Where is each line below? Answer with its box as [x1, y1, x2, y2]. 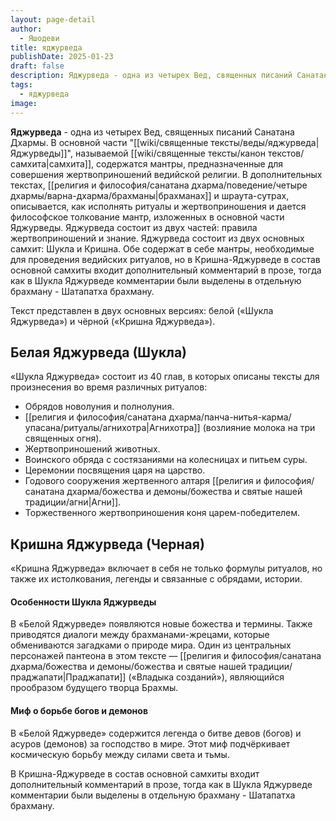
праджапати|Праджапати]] [10, 671, 127, 683]
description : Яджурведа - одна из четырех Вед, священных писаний [10, 71, 293, 81]
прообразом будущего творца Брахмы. [10, 682, 179, 694]
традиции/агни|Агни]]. [24, 496, 122, 508]
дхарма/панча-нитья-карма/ [168, 411, 292, 423]
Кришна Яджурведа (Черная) [10, 536, 205, 553]
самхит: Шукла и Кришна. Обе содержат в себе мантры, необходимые [10, 242, 315, 255]
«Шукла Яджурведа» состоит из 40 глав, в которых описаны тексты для [10, 371, 320, 383]
